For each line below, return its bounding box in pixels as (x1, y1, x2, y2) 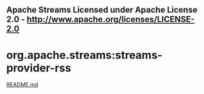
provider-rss (6, 61, 71, 75)
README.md (6, 81, 38, 89)
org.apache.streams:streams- (6, 48, 163, 62)
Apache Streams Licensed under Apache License (6, 5, 198, 15)
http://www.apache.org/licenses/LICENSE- (26, 15, 195, 25)
